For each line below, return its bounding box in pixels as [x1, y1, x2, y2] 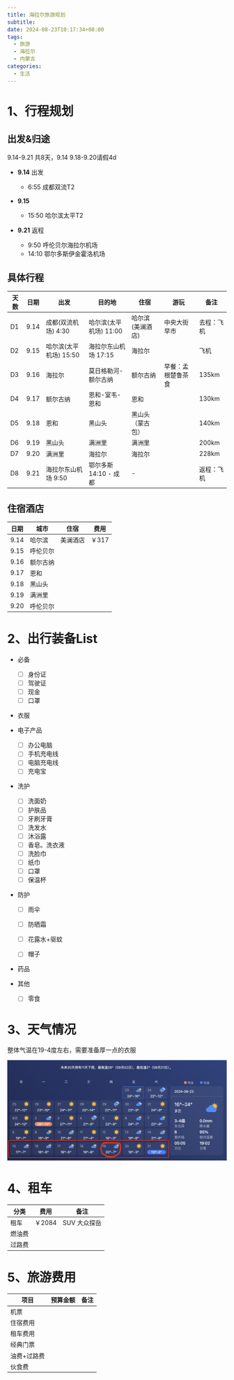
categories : [7, 63, 42, 70]
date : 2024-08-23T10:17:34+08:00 [7, 26, 104, 33]
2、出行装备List [7, 631, 97, 647]
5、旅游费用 [7, 1270, 77, 1286]
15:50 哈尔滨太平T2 [27, 211, 84, 219]
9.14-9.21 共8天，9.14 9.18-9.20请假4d [7, 153, 117, 161]
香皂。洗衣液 [27, 840, 65, 849]
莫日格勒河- [88, 366, 124, 375]
